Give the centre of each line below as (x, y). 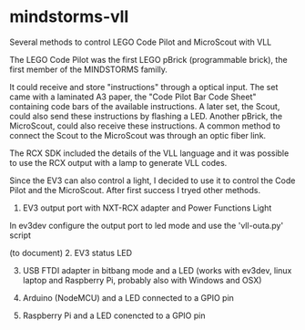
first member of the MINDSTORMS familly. (89, 69)
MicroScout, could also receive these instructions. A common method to (145, 126)
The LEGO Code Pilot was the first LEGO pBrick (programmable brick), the (149, 59)
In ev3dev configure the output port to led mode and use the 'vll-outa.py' (147, 225)
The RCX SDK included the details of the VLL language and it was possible (149, 153)
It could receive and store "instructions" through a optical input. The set (144, 87)
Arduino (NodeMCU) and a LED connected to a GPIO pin (128, 297)
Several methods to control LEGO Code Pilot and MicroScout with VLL (141, 42)
